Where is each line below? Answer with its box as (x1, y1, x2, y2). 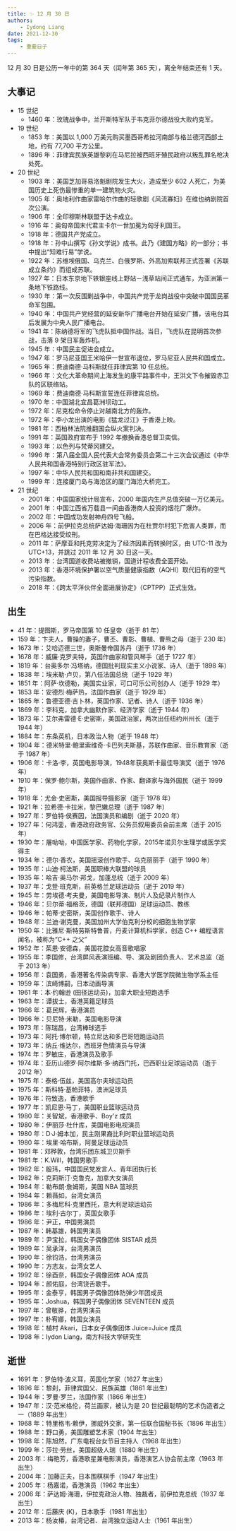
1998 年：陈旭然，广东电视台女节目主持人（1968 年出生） (17, 1437, 185, 1446)
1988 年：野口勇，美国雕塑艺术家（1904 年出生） (17, 1428, 161, 1436)
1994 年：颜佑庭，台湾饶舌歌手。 (17, 1279, 114, 1288)
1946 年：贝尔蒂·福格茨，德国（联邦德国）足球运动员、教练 (17, 899, 190, 908)
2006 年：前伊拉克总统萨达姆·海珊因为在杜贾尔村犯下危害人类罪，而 (27, 521, 227, 530)
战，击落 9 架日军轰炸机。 (27, 336, 104, 344)
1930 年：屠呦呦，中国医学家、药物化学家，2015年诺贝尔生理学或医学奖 (17, 838, 227, 846)
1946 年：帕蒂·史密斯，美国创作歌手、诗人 (17, 909, 141, 917)
